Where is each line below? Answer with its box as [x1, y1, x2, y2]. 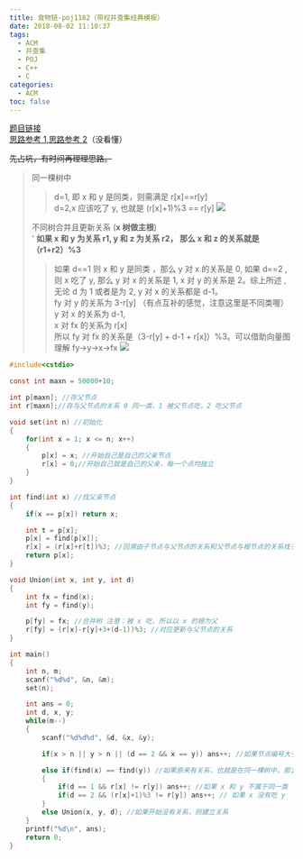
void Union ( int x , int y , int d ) [9, 575, 135, 584]
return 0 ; [25, 833, 63, 842]
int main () [9, 650, 50, 659]
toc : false [9, 96, 50, 106]
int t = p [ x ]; [25, 525, 78, 535]
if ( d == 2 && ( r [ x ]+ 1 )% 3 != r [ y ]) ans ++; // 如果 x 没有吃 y [57, 790, 286, 800]
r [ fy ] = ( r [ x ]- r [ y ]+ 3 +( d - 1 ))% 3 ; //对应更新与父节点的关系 [25, 626, 233, 635]
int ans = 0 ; [25, 699, 75, 708]
